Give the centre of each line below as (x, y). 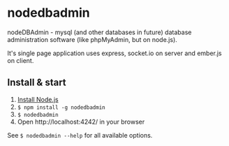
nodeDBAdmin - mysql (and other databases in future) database (99, 32)
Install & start (37, 83)
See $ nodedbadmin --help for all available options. (80, 135)
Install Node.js (38, 99)
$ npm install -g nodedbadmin (61, 107)
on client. (21, 60)
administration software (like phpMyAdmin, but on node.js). (93, 39)
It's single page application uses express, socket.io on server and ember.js (114, 53)
